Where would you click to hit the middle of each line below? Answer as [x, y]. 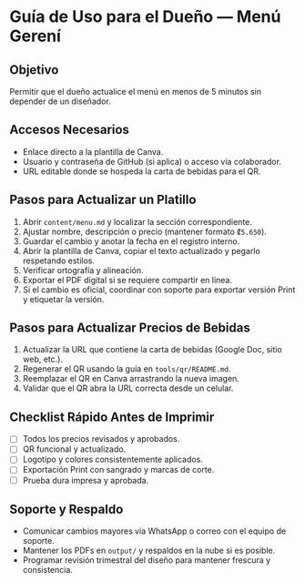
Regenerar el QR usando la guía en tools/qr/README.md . [127, 369]
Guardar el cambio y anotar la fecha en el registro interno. [131, 241]
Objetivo [34, 70]
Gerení [36, 36]
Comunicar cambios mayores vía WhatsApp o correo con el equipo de [154, 531]
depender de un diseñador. [60, 101]
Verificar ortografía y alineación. [83, 270]
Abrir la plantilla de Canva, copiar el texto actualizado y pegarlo [142, 250]
